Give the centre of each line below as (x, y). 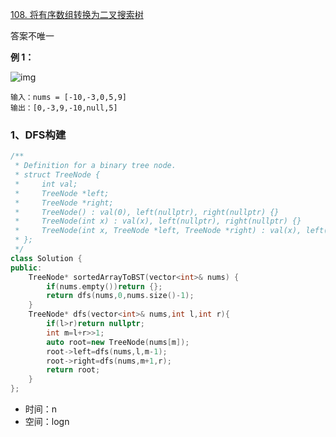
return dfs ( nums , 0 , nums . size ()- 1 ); (120, 296)
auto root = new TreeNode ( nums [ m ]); (118, 342)
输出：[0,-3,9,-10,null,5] (64, 108)
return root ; (73, 370)
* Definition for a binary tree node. (95, 166)
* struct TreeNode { (57, 175)
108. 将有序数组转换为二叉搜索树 (77, 14)
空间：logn (47, 422)
